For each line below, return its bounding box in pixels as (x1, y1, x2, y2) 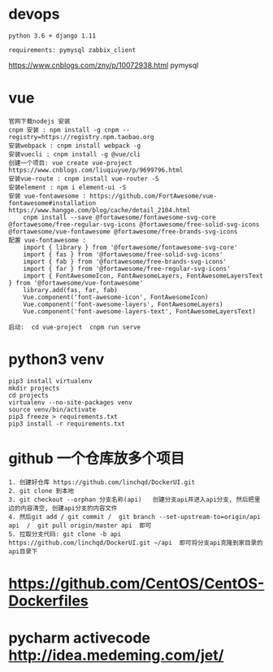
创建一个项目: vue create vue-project (8, 159, 132, 167)
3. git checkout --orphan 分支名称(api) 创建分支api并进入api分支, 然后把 (8, 495, 254, 504)
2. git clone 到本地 (8, 487, 75, 495)
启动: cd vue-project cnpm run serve (8, 323, 141, 331)
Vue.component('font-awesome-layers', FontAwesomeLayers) (23, 300, 223, 308)
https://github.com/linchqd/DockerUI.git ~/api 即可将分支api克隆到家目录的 (8, 539, 263, 547)
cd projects (8, 391, 49, 399)
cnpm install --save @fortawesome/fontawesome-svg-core (23, 213, 217, 221)
